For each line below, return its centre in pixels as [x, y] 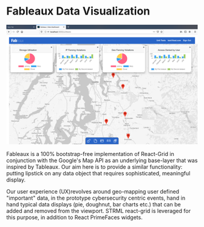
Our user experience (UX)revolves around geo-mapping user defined [93, 191]
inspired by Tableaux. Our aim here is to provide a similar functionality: [94, 167]
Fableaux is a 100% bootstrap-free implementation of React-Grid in [90, 154]
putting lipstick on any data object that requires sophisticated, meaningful [98, 173]
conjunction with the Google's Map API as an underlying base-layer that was [102, 160]
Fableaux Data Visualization [78, 11]
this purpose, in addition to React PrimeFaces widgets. [74, 217]
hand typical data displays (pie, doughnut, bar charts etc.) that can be [93, 204]
